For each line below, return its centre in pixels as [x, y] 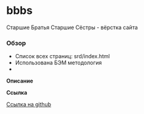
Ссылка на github [29, 104]
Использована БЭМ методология [58, 63]
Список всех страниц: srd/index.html [63, 56]
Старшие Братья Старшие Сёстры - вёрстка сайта [72, 27]
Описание [20, 81]
